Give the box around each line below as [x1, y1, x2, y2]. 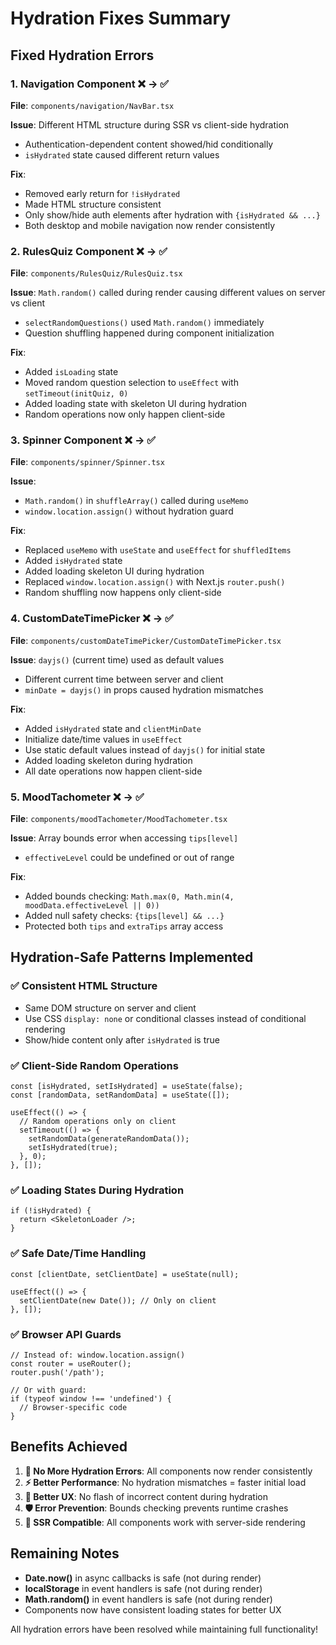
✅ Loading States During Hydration [10, 1183, 185, 1197]
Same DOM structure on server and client [24, 1002, 197, 1014]
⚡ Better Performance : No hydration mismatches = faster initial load [24, 1476, 307, 1488]
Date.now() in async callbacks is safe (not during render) [24, 1572, 262, 1584]
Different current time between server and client [24, 673, 224, 685]
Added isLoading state [24, 366, 119, 378]
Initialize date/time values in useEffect [24, 733, 183, 745]
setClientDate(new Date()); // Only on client [19, 1295, 217, 1306]
